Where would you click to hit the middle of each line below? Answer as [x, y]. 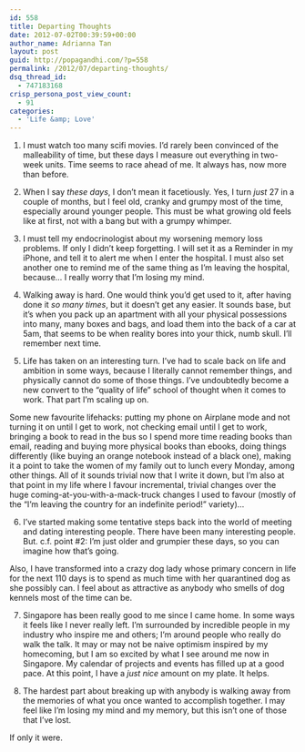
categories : [32, 111]
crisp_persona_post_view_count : [71, 94]
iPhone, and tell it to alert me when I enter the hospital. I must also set [153, 258]
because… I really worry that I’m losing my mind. [113, 278]
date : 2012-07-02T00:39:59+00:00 [73, 35]
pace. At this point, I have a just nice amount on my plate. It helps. [146, 674]
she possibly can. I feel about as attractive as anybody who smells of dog [147, 588]
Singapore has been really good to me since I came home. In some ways [159, 615]
